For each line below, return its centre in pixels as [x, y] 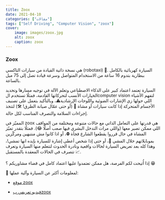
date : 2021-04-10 [23, 14]
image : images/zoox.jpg [39, 33]
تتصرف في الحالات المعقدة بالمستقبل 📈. [44, 152]
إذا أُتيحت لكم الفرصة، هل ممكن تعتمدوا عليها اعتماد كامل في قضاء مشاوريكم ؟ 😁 [81, 163]
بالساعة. [13, 81]
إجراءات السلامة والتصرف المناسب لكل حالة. [47, 113]
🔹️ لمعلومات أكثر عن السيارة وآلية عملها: [42, 173]
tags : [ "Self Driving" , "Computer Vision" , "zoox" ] [60, 24]
